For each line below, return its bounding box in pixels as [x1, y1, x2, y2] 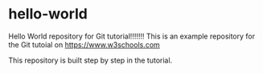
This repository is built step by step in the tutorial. [8, 55, 173, 65]
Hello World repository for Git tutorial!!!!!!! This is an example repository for [8, 31, 256, 41]
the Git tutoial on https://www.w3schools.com [8, 39, 161, 49]
